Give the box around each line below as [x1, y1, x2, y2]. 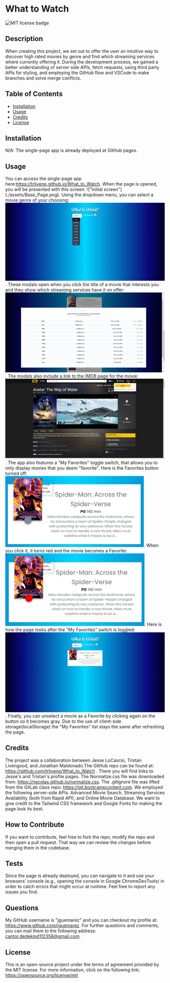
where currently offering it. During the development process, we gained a [5, 59, 158, 65]
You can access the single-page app [5, 175, 82, 182]
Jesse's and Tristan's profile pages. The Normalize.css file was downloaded [5, 773, 164, 779]
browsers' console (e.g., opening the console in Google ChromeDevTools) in [5, 878, 164, 884]
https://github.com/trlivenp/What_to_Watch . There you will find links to [5, 768, 153, 774]
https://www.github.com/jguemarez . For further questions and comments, [5, 923, 159, 929]
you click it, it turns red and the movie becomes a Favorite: [5, 548, 127, 554]
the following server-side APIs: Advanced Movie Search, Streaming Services [5, 789, 165, 795]
